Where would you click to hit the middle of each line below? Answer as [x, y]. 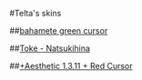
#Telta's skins [35, 13]
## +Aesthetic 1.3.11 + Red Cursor [71, 66]
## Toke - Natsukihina [50, 48]
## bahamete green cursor [59, 30]
